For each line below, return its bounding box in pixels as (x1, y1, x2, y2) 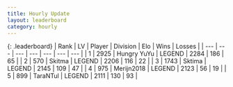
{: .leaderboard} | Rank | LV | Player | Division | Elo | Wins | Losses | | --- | (7, 42, 218, 51)
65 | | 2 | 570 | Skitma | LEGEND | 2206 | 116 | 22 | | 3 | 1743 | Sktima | (7, 57, 207, 65)
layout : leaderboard (7, 17, 67, 24)
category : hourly (7, 23, 58, 30)
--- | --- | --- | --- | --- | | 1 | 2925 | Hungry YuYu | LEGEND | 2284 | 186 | (15, 49, 224, 58)
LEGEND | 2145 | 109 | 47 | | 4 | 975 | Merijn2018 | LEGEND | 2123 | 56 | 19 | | (7, 64, 227, 73)
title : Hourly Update (7, 10, 70, 17)
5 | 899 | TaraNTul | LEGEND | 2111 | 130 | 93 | (7, 72, 138, 80)
